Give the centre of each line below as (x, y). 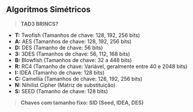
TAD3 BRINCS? (40, 23)
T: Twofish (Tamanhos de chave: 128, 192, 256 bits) (77, 35)
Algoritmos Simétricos (48, 10)
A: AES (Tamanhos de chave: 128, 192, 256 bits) (73, 41)
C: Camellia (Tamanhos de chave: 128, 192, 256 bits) (78, 79)
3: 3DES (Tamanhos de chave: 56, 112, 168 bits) (72, 54)
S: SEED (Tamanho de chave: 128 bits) (61, 91)
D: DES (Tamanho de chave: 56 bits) (59, 47)
